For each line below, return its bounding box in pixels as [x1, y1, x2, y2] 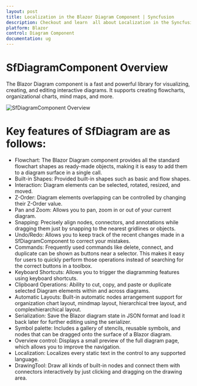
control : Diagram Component [6, 30, 75, 36]
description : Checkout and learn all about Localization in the [6, 19, 169, 25]
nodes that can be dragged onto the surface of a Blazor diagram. [14, 330, 172, 337]
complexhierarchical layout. [14, 306, 81, 313]
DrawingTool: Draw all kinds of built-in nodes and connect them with [14, 361, 181, 369]
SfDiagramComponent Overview [6, 61, 168, 74]
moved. [14, 187, 33, 194]
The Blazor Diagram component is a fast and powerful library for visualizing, [6, 80, 191, 87]
